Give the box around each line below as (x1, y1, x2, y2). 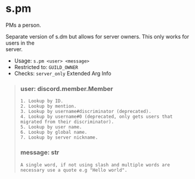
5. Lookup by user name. (20, 124, 82, 130)
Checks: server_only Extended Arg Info (14, 70, 112, 77)
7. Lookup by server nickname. (20, 134, 98, 141)
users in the (5, 39, 35, 46)
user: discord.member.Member (20, 84, 113, 93)
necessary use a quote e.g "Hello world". (20, 167, 128, 173)
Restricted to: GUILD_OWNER (14, 63, 79, 70)
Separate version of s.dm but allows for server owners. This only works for (5, 33, 189, 40)
